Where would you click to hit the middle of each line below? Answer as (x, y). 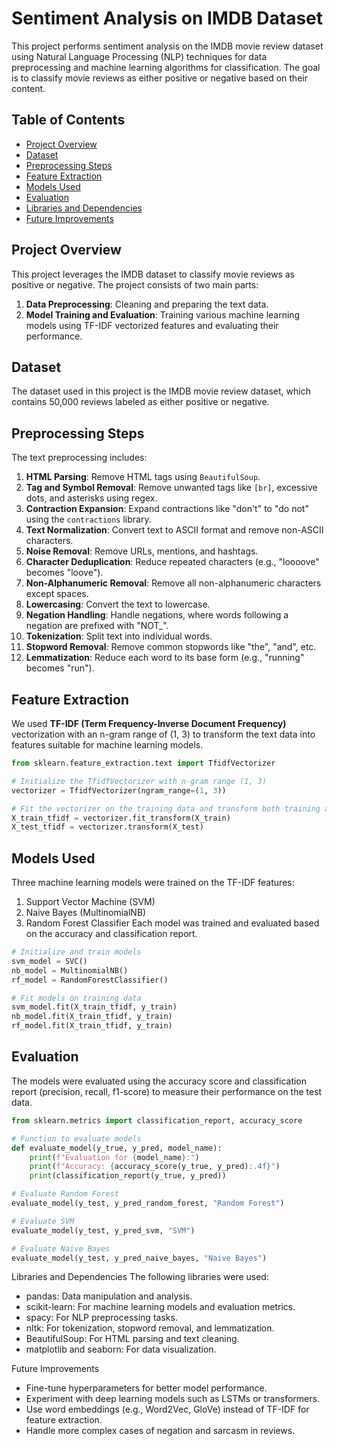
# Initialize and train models (76, 952)
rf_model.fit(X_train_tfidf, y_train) (92, 1026)
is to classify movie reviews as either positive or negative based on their (159, 78)
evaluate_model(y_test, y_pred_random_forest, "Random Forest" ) (148, 1203)
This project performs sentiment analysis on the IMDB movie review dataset (167, 46)
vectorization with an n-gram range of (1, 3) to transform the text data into (163, 734)
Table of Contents (68, 120)
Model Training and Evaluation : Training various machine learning (163, 314)
